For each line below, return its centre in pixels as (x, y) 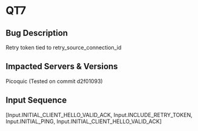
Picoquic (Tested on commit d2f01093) (54, 81)
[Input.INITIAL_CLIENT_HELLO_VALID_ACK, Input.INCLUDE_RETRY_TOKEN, (99, 115)
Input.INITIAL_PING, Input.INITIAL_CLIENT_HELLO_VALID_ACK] (84, 121)
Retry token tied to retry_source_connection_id (64, 47)
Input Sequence (36, 100)
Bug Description (37, 33)
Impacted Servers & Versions (62, 66)
